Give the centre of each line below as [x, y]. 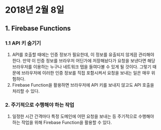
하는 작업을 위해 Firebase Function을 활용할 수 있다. [62, 123]
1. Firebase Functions [38, 28]
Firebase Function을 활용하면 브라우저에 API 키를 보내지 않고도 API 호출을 [83, 85]
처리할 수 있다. [26, 91]
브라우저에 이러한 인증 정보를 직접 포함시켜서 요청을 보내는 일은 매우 [86, 73]
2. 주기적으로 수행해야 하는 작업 [40, 105]
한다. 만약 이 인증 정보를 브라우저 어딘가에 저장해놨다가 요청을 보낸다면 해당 [84, 60]
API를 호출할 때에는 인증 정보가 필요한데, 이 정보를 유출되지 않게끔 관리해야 [83, 55]
